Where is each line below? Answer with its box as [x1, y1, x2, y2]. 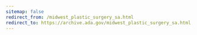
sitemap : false [5, 8, 44, 15]
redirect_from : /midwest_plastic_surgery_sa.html [5, 14, 134, 20]
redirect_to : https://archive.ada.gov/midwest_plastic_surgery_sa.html [5, 20, 191, 26]
